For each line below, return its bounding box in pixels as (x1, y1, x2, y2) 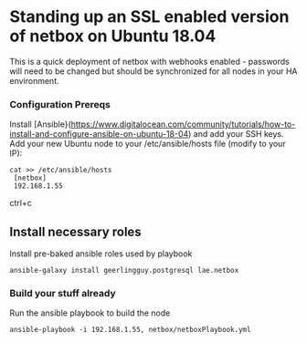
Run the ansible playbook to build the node (9, 307, 171, 318)
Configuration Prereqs (9, 98, 111, 110)
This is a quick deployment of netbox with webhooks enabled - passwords (9, 56, 290, 67)
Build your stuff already (9, 286, 116, 299)
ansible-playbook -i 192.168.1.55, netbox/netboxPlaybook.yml (9, 326, 251, 335)
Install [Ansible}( (9, 119, 71, 130)
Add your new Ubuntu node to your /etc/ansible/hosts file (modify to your (9, 139, 286, 150)
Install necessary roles (9, 223, 142, 239)
